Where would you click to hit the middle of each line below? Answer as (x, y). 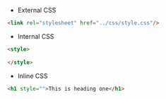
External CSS (37, 10)
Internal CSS (36, 36)
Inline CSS (32, 76)
